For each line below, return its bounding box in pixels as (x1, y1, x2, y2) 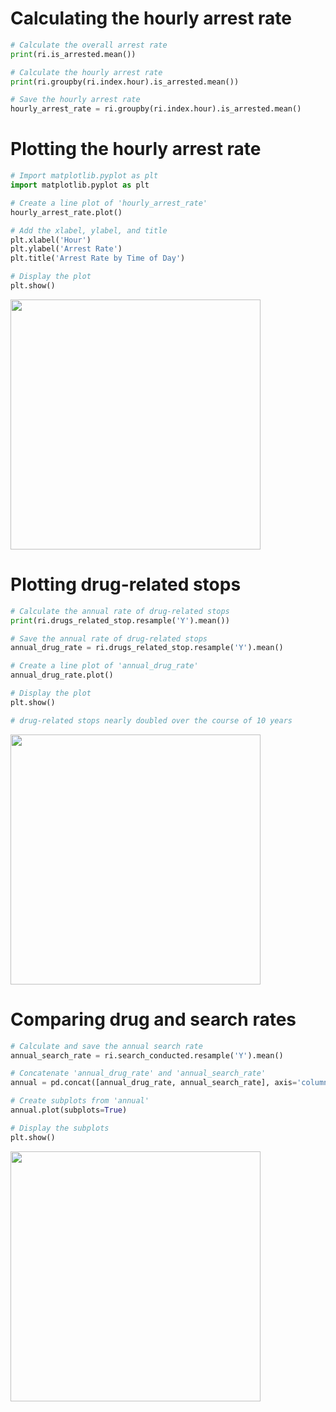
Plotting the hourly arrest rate (10, 138, 262, 161)
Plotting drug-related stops (10, 573, 242, 596)
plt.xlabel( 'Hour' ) (10, 235, 92, 245)
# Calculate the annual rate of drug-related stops (10, 606, 230, 616)
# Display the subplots (10, 1123, 110, 1133)
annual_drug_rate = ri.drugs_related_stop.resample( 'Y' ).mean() (10, 643, 284, 653)
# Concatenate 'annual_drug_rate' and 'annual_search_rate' (10, 1068, 267, 1079)
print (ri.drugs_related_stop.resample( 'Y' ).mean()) (10, 615, 230, 626)
